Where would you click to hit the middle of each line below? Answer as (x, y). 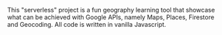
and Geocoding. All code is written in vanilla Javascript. (87, 24)
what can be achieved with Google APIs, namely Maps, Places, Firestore (111, 17)
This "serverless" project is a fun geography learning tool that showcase (111, 10)
